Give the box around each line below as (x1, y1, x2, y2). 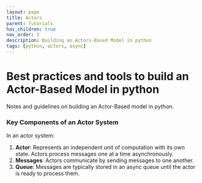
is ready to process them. (15, 170, 80, 177)
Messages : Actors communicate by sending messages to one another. (15, 157, 194, 164)
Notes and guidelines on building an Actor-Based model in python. (6, 102, 174, 110)
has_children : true (6, 26, 56, 32)
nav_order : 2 (6, 32, 40, 38)
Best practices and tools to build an (6, 70, 189, 83)
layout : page (6, 9, 40, 15)
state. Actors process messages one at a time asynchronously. (15, 151, 174, 158)
